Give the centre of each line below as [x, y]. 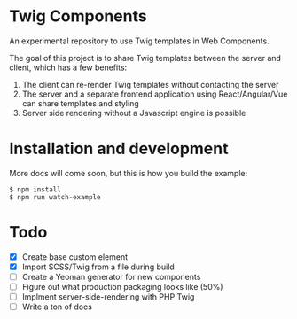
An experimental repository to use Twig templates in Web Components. [139, 41]
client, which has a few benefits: [68, 67]
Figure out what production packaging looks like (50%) [122, 287]
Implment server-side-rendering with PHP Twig [108, 297]
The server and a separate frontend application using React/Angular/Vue [155, 94]
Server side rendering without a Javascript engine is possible [134, 113]
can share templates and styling [80, 103]
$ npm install [35, 189]
